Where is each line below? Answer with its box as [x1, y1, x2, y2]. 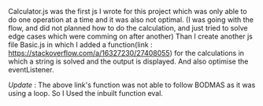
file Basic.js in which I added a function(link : [8, 40, 153, 49]
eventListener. [8, 65, 54, 74]
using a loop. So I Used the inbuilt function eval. [8, 89, 164, 97]
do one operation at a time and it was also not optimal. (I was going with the [8, 15, 254, 24]
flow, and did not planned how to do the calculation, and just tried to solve [8, 24, 248, 32]
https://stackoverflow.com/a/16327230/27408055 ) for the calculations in [8, 49, 245, 57]
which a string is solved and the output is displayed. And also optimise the [8, 57, 249, 66]
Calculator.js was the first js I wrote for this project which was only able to [8, 7, 247, 16]
